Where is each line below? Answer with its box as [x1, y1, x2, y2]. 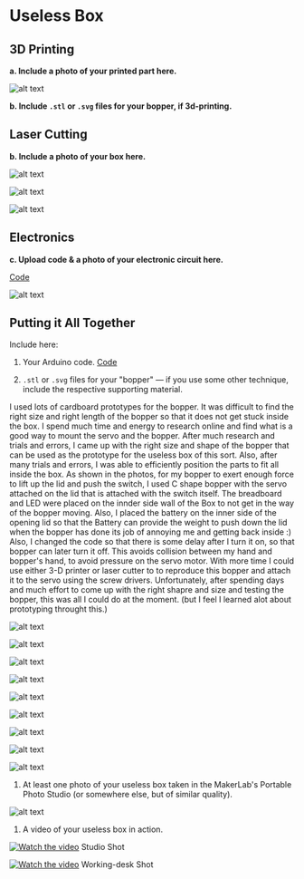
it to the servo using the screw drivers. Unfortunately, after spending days [9, 575, 285, 585]
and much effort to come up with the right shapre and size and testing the [9, 584, 285, 595]
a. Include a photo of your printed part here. [9, 65, 177, 76]
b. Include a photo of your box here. [9, 150, 147, 161]
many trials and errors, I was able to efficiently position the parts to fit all [9, 459, 280, 470]
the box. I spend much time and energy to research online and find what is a [9, 420, 293, 431]
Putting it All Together [9, 315, 136, 331]
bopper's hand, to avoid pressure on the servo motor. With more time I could [9, 555, 295, 566]
